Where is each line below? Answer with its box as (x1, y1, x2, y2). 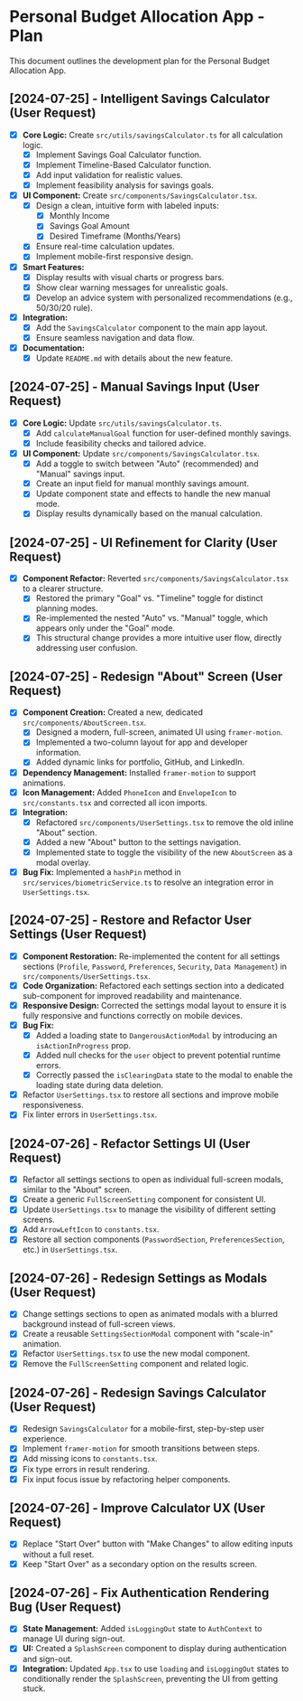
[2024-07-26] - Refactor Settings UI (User (9, 1136, 251, 1151)
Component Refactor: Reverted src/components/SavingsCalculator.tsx (22, 573, 289, 584)
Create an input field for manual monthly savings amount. (35, 478, 250, 489)
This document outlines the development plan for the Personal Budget (9, 55, 271, 66)
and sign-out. (22, 1653, 73, 1664)
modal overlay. (35, 857, 91, 868)
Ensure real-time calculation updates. (35, 241, 176, 252)
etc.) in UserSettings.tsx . (22, 1245, 118, 1255)
